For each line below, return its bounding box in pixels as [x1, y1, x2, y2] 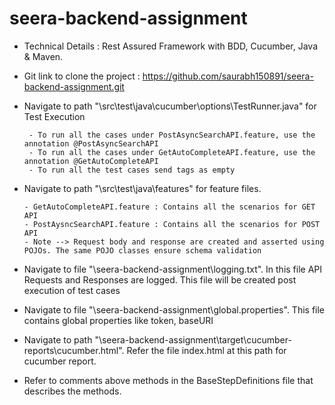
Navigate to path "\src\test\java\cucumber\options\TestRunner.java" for [23, 100, 317, 112]
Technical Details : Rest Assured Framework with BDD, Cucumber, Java [23, 40, 319, 52]
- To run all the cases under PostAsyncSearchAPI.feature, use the [28, 130, 316, 140]
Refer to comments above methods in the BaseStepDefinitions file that [23, 374, 314, 386]
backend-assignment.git [23, 80, 125, 92]
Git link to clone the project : [23, 70, 141, 82]
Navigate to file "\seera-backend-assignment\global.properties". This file [23, 303, 326, 316]
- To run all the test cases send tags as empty [28, 165, 236, 175]
